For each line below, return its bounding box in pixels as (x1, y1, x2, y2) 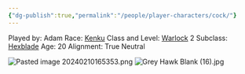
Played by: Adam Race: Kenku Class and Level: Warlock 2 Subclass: (8, 33, 228, 43)
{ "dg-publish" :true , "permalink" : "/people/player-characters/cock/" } (8, 11, 237, 20)
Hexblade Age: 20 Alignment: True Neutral (8, 41, 145, 51)
